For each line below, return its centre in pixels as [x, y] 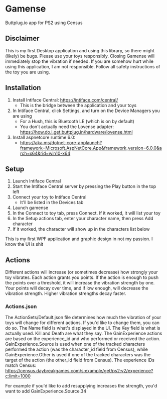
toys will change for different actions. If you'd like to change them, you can [82, 323]
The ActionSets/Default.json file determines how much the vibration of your [83, 318]
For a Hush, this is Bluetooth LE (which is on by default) [77, 121]
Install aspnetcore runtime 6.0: [44, 137]
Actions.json [21, 307]
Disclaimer [22, 38]
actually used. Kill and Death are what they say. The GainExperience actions [84, 333]
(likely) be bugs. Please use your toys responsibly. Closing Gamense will [80, 56]
